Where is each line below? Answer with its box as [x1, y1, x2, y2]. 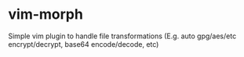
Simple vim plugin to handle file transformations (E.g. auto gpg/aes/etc [8, 31, 237, 41]
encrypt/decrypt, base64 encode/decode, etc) [8, 39, 159, 48]
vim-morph [8, 5, 84, 23]
